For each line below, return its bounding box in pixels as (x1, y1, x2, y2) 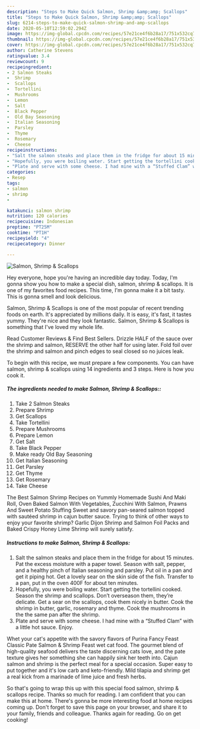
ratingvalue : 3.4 (7, 53, 50, 59)
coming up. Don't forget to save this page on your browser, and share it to (7, 703, 188, 711)
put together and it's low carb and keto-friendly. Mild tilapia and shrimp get (7, 667, 191, 674)
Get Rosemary (15, 476, 51, 483)
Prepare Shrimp (15, 406, 54, 414)
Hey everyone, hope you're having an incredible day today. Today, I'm (7, 274, 177, 281)
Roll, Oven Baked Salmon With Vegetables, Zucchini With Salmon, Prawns (7, 500, 188, 508)
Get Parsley (15, 464, 44, 471)
